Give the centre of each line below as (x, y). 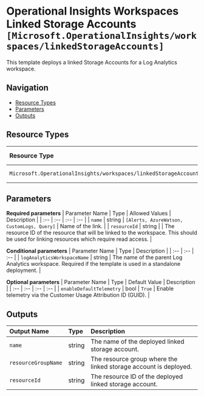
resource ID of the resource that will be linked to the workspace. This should (102, 233)
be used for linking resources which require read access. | (79, 239)
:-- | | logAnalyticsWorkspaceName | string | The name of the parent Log (94, 257)
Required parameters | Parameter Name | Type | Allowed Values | (89, 214)
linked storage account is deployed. (141, 367)
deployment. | (24, 270)
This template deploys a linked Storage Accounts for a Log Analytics (92, 62)
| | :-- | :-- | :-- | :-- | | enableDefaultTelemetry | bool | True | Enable (90, 289)
